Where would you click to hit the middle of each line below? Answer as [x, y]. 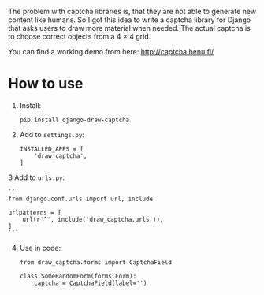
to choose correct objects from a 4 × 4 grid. [80, 36]
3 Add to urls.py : [37, 177]
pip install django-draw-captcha [74, 120]
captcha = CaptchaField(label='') [91, 283]
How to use [46, 84]
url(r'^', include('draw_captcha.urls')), [93, 219]
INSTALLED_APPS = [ [52, 149]
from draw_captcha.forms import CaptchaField [95, 262]
